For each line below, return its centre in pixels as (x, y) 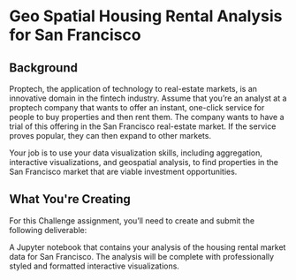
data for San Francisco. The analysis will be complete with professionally (142, 256)
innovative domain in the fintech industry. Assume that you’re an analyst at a (148, 98)
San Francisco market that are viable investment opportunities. (123, 171)
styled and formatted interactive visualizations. (94, 266)
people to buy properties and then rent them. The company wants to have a (147, 117)
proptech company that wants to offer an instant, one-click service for (137, 107)
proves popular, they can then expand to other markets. (110, 136)
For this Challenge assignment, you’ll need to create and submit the (132, 220)
